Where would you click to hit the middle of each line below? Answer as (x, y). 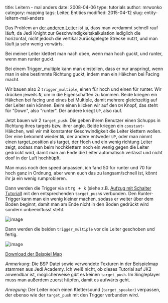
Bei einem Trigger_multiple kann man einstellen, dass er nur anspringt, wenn (84, 69)
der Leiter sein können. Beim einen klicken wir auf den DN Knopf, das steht (81, 105)
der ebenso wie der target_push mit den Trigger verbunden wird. (72, 295)
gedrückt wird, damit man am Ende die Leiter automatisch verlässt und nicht (84, 153)
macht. (13, 79)
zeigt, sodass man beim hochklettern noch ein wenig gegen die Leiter (77, 147)
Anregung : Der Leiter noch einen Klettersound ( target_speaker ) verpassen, (83, 290)
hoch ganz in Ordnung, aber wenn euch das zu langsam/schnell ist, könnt (81, 173)
